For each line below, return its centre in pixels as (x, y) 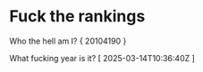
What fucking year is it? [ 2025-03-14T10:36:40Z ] (102, 58)
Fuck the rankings (77, 16)
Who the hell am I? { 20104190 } (68, 41)
